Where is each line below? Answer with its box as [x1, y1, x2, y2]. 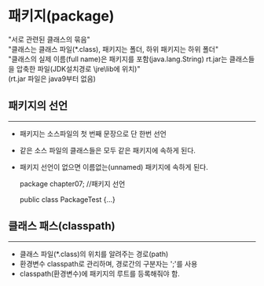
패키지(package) [8, 7, 115, 25]
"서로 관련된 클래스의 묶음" [8, 35, 90, 44]
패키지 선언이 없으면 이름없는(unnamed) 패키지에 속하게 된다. [19, 162, 208, 171]
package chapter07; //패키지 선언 [19, 178, 126, 189]
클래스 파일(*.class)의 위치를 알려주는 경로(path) [19, 249, 169, 258]
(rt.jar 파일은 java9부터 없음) [8, 74, 97, 83]
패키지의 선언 [8, 99, 68, 112]
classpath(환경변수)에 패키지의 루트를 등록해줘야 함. [19, 269, 181, 278]
